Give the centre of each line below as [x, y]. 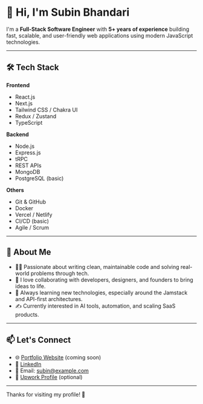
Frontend [18, 85]
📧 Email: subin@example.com [52, 371]
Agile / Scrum [32, 227]
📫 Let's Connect [39, 339]
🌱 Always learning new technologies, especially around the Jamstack [101, 293]
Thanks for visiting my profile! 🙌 [46, 395]
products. [27, 314]
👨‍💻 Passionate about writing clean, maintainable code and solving [97, 267]
